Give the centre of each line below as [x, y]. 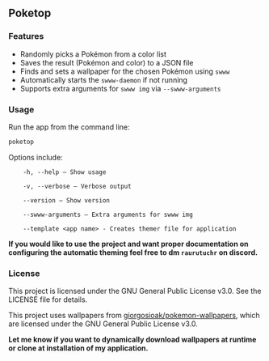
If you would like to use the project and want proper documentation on [128, 244]
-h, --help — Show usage [65, 172]
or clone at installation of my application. [78, 348]
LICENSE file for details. [48, 299]
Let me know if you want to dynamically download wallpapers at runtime [132, 340]
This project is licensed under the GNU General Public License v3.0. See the [135, 291]
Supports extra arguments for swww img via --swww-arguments [120, 88]
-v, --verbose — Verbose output [77, 186]
